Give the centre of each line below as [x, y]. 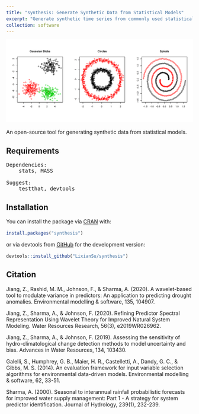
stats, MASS [36, 171]
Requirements [33, 151]
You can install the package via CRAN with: [59, 221]
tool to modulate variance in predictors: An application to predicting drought [99, 295]
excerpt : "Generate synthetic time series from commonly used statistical [100, 19]
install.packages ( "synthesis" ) [45, 233]
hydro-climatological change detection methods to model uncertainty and [96, 343]
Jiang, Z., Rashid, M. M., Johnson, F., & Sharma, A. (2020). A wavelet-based [99, 289]
